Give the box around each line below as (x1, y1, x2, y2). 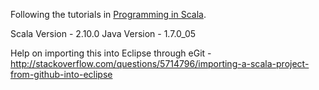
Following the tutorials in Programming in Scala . (10, 9, 207, 20)
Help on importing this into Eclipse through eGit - (10, 47, 212, 59)
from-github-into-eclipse (10, 69, 113, 80)
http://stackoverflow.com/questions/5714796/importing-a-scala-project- (10, 58, 310, 69)
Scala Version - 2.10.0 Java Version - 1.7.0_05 (10, 28, 197, 39)
